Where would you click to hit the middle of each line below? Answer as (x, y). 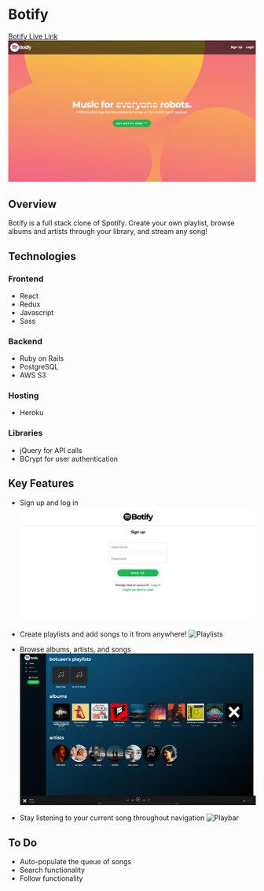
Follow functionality (51, 878)
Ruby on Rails (42, 358)
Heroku (31, 413)
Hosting (24, 395)
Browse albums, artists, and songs (75, 650)
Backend (26, 341)
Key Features (41, 483)
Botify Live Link (33, 36)
